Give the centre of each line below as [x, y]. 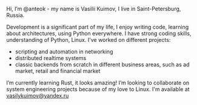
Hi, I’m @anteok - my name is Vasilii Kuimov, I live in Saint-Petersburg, [94, 9]
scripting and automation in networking [64, 52]
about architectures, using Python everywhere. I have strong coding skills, [99, 33]
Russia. [15, 15]
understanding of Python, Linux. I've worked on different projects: [88, 40]
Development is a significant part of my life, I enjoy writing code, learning [98, 27]
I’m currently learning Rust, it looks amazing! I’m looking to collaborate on [98, 83]
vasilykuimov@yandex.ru [38, 96]
